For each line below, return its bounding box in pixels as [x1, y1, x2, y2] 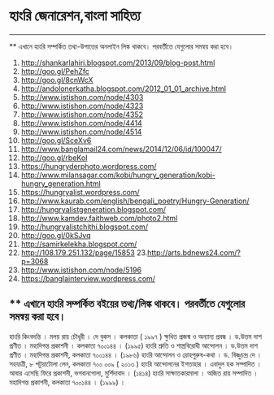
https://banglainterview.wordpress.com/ [20, 273, 155, 283]
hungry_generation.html [20, 178, 101, 189]
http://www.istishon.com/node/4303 [20, 92, 144, 102]
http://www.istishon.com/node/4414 [20, 118, 143, 128]
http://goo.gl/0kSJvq [20, 230, 92, 240]
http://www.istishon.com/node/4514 [20, 127, 142, 137]
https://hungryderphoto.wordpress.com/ [20, 161, 157, 171]
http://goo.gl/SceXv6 [20, 135, 92, 145]
